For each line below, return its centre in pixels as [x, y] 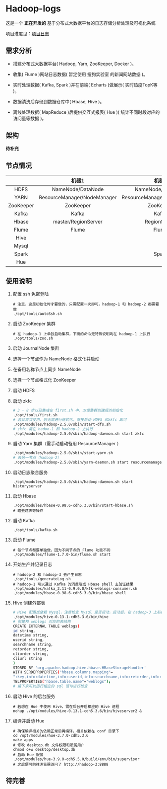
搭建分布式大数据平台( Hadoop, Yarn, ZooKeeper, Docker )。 [75, 64]
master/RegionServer [78, 222]
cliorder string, [31, 654]
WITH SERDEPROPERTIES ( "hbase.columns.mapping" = [63, 672]
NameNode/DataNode [78, 189]
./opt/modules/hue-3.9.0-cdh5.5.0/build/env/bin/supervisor [76, 759]
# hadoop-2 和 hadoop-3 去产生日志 [47, 575]
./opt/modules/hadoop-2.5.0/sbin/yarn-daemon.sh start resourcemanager [88, 463]
